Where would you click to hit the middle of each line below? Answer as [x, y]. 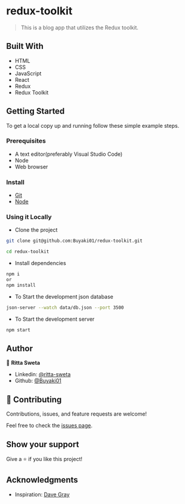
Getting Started [36, 111]
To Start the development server [55, 319]
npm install [21, 285]
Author [19, 348]
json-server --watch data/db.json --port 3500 [65, 308]
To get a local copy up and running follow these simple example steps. [93, 125]
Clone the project [36, 230]
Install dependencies [41, 263]
